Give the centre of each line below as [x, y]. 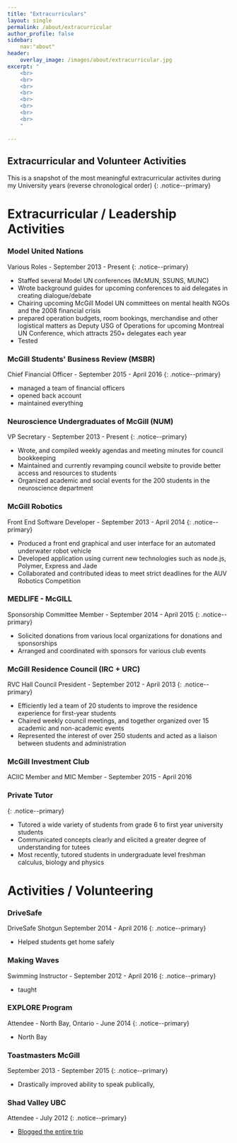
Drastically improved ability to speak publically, [86, 1084]
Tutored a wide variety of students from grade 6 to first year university [120, 825]
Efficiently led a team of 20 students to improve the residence [108, 706]
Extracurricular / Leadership [92, 214]
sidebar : [20, 40]
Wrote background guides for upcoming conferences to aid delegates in [122, 288]
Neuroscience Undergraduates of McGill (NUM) [91, 421]
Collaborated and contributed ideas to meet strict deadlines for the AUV [122, 573]
